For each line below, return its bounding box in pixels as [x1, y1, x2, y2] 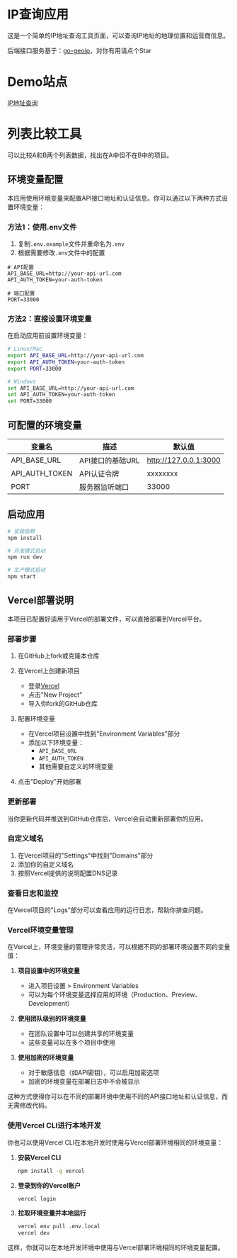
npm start [7, 573, 37, 580]
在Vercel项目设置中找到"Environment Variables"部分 [28, 729, 180, 738]
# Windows [7, 378, 37, 385]
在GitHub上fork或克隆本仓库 [17, 651, 100, 660]
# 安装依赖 [7, 527, 35, 535]
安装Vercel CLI [17, 1153, 62, 1162]
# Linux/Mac [7, 345, 42, 353]
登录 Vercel [28, 682, 60, 690]
